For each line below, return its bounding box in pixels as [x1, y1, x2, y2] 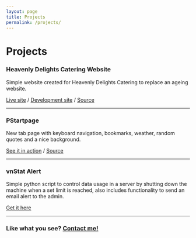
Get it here [6, 204, 32, 211]
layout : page [6, 8, 38, 15]
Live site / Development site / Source [6, 96, 94, 103]
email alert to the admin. [6, 193, 64, 200]
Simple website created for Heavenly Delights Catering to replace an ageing [6, 78, 188, 85]
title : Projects [6, 14, 45, 20]
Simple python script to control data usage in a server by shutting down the [6, 181, 187, 188]
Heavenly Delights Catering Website [6, 65, 111, 74]
